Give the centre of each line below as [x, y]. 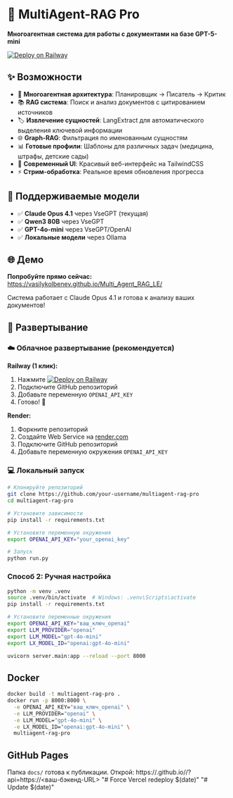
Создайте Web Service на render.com [73, 437]
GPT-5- [206, 34]
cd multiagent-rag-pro [40, 501]
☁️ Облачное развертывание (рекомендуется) [91, 348]
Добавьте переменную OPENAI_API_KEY [75, 394]
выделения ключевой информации [70, 130]
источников [35, 112]
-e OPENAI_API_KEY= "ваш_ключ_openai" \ [72, 707]
